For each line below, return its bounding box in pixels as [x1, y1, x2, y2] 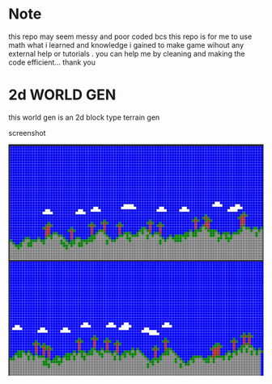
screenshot [8, 128, 46, 137]
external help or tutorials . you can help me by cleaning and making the [8, 49, 245, 58]
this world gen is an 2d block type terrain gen [8, 112, 160, 122]
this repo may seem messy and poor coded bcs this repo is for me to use [8, 32, 253, 41]
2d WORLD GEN [8, 86, 117, 104]
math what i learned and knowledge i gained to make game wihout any [8, 40, 244, 49]
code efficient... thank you [8, 57, 96, 67]
